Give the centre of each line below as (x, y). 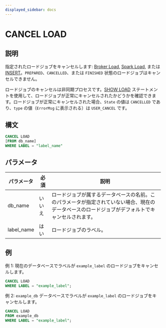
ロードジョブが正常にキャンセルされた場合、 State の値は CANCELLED (82, 101)
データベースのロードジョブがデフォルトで (101, 209)
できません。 (27, 79)
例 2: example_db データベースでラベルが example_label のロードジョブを (79, 296)
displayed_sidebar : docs (31, 10)
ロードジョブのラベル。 (79, 230)
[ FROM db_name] (21, 141)
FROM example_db (22, 316)
